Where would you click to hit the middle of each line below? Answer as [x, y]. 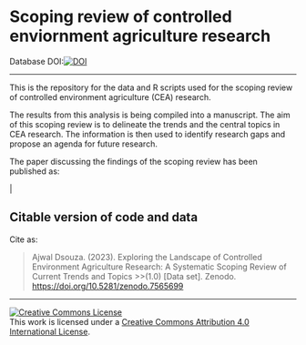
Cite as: [24, 239]
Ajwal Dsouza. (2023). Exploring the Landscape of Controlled [147, 257]
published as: [35, 171]
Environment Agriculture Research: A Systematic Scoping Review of [159, 267]
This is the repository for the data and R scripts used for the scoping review [151, 87]
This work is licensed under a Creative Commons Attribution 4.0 [130, 321]
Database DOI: [37, 61]
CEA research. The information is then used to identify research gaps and [148, 134]
